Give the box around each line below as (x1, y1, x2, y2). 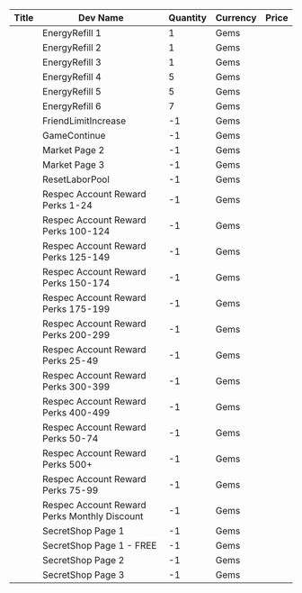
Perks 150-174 (41, 277, 111, 289)
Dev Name (77, 12, 124, 23)
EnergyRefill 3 (41, 56, 102, 68)
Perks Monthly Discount (41, 510, 144, 522)
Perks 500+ (41, 459, 93, 470)
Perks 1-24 (41, 199, 93, 211)
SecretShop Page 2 (41, 554, 125, 566)
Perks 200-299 (41, 329, 111, 341)
